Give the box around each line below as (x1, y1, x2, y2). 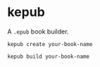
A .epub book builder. (7, 27, 69, 36)
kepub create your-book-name (7, 40, 93, 47)
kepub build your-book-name (7, 53, 90, 60)
